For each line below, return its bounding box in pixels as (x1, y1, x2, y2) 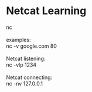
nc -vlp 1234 (6, 61, 37, 68)
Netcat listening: (6, 55, 46, 62)
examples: (6, 36, 31, 43)
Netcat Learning (6, 4, 87, 18)
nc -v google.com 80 (6, 42, 57, 50)
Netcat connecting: (6, 74, 53, 81)
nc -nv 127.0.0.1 (6, 80, 43, 87)
